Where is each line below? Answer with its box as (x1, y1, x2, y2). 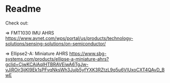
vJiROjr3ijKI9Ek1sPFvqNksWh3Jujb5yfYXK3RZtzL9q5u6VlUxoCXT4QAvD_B (5, 67, 165, 73)
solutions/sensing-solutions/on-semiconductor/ (5, 40, 106, 46)
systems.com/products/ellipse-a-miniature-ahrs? (5, 56, 109, 62)
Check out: (5, 20, 29, 26)
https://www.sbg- (69, 50, 107, 57)
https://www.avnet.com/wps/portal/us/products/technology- (5, 35, 134, 41)
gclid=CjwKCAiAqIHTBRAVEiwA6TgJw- (5, 61, 89, 67)
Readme (5, 3, 41, 15)
